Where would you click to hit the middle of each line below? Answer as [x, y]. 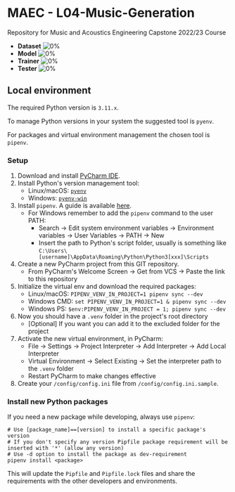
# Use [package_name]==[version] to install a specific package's [107, 430]
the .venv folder [51, 369]
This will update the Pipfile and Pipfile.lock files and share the [101, 474]
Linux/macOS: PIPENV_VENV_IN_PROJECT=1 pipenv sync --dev [115, 294]
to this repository [53, 279]
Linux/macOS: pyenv [57, 190]
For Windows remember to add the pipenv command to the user [120, 213]
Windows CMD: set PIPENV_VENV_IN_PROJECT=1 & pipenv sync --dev [127, 302]
